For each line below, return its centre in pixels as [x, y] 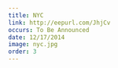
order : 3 [22, 52]
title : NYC [26, 15]
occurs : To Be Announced [49, 30]
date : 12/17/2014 [37, 37]
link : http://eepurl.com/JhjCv [59, 23]
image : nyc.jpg [33, 45]
